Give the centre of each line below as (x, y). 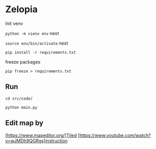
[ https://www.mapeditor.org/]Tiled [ (42, 135)
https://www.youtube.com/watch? (115, 135)
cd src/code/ (19, 98)
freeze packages (23, 62)
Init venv (14, 23)
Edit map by (24, 123)
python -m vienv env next (32, 33)
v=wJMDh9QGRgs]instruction (36, 140)
